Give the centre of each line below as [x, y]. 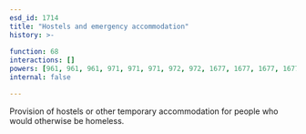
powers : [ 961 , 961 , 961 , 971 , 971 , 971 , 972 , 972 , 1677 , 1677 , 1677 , [144, 69]
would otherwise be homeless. [67, 120]
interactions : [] [42, 60]
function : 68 [34, 52]
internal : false [40, 77]
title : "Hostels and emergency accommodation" [99, 26]
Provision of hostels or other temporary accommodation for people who [144, 111]
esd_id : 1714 [34, 18]
